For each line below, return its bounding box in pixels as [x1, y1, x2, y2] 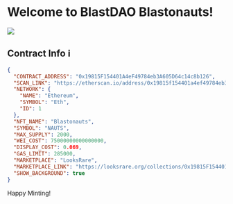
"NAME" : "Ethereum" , [19, 92, 79, 99]
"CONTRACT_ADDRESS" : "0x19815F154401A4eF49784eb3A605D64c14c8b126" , [13, 73, 216, 80]
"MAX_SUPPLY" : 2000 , [13, 131, 73, 138]
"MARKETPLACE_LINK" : [13, 163, 73, 170]
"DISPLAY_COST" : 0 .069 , [13, 144, 82, 151]
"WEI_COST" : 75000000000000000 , [13, 137, 107, 144]
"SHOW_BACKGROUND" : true [13, 169, 85, 177]
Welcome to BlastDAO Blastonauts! [7, 4, 214, 20]
